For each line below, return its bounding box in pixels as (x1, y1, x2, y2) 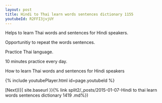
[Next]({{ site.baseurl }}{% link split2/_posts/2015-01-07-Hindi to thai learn (5, 87, 157, 93)
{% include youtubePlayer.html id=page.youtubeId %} (5, 77, 115, 84)
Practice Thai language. (5, 49, 53, 55)
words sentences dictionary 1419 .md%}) (5, 92, 88, 99)
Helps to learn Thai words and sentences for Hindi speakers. (5, 30, 128, 36)
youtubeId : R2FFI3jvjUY (5, 16, 54, 21)
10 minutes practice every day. (5, 59, 68, 65)
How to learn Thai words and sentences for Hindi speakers (5, 68, 125, 74)
